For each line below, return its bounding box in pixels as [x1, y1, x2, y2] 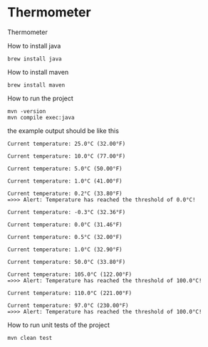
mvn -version [7, 107, 46, 114]
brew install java [7, 55, 62, 63]
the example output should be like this [7, 126, 120, 135]
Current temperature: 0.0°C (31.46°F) [7, 221, 123, 228]
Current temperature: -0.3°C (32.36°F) [7, 208, 126, 215]
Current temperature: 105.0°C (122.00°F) [7, 271, 132, 278]
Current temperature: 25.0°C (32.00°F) [7, 140, 126, 147]
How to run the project [7, 94, 73, 102]
